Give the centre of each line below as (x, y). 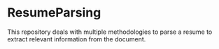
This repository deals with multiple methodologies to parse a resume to (110, 32)
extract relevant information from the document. (77, 39)
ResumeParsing (54, 13)
